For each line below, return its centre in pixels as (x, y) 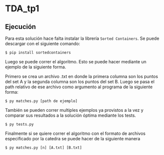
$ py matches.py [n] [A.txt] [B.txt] (44, 148)
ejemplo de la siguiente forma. (35, 67)
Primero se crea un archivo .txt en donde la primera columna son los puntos (82, 76)
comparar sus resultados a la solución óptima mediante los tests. (70, 115)
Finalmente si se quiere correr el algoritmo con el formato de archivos (75, 133)
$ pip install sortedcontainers (38, 52)
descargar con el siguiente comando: (43, 44)
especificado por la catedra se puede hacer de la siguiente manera (73, 139)
